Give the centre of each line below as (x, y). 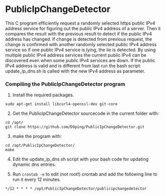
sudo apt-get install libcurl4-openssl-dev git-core (61, 104)
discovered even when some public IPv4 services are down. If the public (80, 60)
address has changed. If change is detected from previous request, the (78, 39)
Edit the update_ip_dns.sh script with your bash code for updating (80, 159)
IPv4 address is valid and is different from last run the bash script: (73, 66)
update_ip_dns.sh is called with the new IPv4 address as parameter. (75, 71)
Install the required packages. (43, 95)
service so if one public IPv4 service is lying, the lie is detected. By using (80, 50)
